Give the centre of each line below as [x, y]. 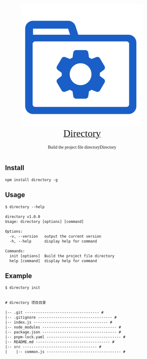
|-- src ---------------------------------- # [53, 347]
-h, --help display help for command [53, 241]
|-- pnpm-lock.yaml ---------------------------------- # [65, 337]
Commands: [15, 251]
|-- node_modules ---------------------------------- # [63, 328]
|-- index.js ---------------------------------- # [59, 323]
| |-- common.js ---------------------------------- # [65, 352]
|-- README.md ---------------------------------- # [60, 342]
